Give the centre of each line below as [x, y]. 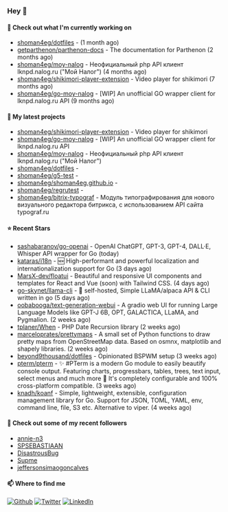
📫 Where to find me [36, 484]
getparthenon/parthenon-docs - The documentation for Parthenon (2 [115, 50]
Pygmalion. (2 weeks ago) [54, 319]
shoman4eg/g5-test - [48, 176]
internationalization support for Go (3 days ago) [84, 268]
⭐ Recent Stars [29, 228]
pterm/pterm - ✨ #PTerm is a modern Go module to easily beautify [111, 363]
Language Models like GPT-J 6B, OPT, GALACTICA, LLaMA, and [108, 312]
